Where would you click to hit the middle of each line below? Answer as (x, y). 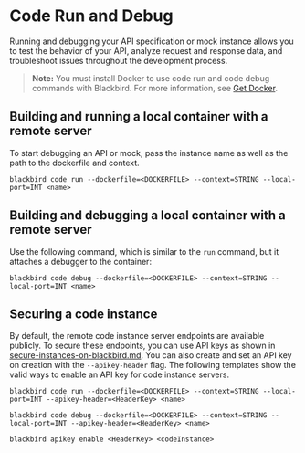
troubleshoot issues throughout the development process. (119, 60)
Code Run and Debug (91, 16)
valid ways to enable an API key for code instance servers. (120, 374)
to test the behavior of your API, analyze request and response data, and (146, 50)
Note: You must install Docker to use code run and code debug (151, 78)
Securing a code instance (84, 314)
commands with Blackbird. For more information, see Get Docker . (155, 88)
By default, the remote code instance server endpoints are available (137, 336)
